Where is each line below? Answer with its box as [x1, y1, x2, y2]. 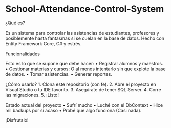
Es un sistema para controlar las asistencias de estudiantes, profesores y [5, 30, 160, 36]
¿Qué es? [5, 20, 25, 26]
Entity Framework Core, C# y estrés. [5, 40, 82, 46]
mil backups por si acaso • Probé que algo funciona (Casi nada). [5, 107, 142, 113]
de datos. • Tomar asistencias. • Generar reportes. [5, 71, 113, 77]
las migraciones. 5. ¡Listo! [5, 92, 59, 98]
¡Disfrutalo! [5, 117, 29, 123]
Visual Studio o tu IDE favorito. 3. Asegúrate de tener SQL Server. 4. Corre [5, 86, 161, 92]
